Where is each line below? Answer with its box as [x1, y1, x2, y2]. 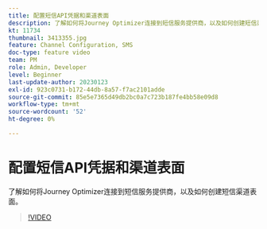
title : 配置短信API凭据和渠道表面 [8, 11, 110, 20]
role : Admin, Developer [8, 64, 87, 72]
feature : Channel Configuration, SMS [8, 41, 133, 49]
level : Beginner [8, 71, 62, 79]
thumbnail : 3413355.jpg [8, 33, 87, 42]
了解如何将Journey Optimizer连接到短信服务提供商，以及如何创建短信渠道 [8, 186, 250, 196]
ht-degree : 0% [8, 115, 56, 123]
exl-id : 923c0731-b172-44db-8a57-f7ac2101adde [8, 85, 165, 94]
